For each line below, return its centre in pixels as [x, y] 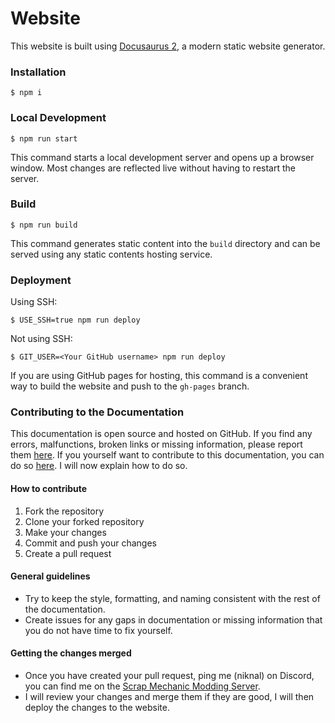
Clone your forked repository [84, 521]
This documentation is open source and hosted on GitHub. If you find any [161, 434]
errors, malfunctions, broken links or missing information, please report [156, 444]
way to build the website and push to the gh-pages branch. [130, 386]
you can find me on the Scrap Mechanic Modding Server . [142, 686]
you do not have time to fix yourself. [98, 630]
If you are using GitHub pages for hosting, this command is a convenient [159, 376]
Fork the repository [64, 511]
